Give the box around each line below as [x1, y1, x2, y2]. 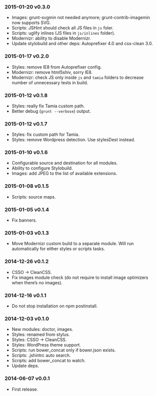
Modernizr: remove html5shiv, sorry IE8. [11, 69, 93, 75]
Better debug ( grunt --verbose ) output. [11, 108, 91, 114]
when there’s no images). [11, 279, 63, 285]
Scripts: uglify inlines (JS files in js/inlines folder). [11, 30, 115, 36]
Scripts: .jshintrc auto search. [11, 352, 71, 358]
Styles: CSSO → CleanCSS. [11, 337, 67, 343]
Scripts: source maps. [11, 194, 56, 199]
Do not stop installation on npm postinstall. [11, 303, 98, 309]
